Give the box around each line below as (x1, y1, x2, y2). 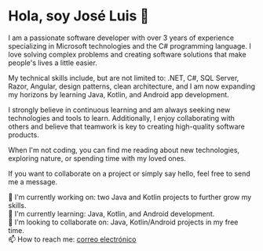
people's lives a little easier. (8, 58, 98, 67)
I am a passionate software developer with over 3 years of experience (8, 33, 234, 42)
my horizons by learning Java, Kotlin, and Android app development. (8, 89, 229, 99)
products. (8, 129, 39, 140)
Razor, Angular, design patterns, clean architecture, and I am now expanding (8, 82, 256, 91)
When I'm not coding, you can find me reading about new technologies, (8, 145, 240, 155)
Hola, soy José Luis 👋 (8, 7, 149, 25)
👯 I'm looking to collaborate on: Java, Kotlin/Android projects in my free (8, 217, 239, 227)
